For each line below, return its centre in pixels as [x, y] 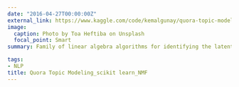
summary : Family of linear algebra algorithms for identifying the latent [121, 47]
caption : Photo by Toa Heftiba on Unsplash [79, 34]
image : [17, 27]
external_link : [30, 21]
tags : [15, 60]
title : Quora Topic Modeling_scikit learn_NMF [78, 72]
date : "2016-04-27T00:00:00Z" [52, 14]
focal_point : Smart [43, 40]
